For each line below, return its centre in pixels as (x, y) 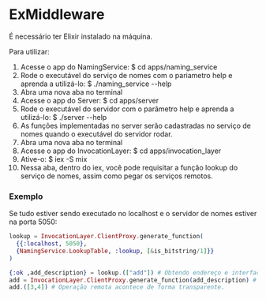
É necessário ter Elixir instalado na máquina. (81, 36)
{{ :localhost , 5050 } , (52, 244)
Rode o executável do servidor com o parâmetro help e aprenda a (127, 109)
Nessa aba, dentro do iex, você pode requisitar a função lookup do (129, 167)
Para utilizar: (29, 51)
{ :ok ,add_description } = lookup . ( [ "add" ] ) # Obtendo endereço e (119, 273)
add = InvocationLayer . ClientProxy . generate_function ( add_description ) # (133, 280)
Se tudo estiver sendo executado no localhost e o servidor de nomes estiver (133, 214)
